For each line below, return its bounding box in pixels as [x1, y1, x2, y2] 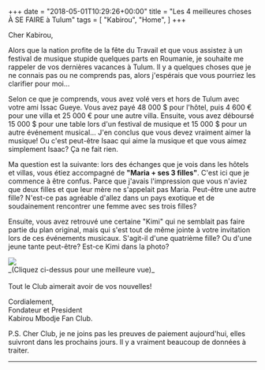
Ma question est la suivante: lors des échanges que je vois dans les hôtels [8, 160, 249, 168]
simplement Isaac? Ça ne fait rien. [8, 145, 118, 154]
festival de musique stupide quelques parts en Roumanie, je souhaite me [8, 54, 244, 63]
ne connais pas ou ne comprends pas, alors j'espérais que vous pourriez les [8, 71, 256, 80]
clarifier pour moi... [8, 79, 70, 88]
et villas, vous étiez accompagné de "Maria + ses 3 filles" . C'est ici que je [8, 168, 250, 177]
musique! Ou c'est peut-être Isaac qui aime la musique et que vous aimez [8, 136, 247, 145]
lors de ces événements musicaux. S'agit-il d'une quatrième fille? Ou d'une [8, 234, 252, 242]
